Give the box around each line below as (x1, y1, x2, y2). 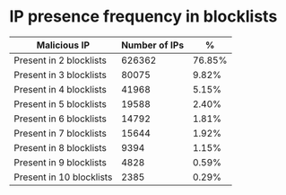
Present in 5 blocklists (13, 97, 108, 110)
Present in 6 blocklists (13, 112, 108, 125)
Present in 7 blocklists (13, 127, 108, 139)
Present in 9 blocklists (13, 155, 108, 168)
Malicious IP (36, 39, 91, 51)
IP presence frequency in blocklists (9, 6, 278, 27)
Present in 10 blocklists (13, 171, 113, 183)
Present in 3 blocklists (13, 68, 108, 81)
